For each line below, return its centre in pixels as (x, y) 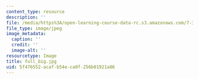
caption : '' (26, 39)
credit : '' (25, 45)
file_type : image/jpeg (34, 28)
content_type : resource (36, 12)
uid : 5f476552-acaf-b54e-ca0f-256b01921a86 (61, 67)
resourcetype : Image (32, 56)
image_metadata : (26, 34)
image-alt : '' (29, 50)
